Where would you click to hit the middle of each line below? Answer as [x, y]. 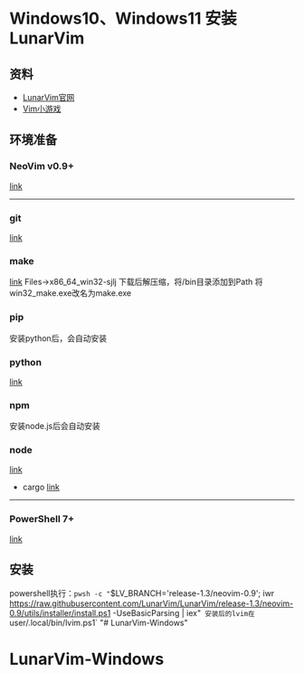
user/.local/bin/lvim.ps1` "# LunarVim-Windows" [99, 622]
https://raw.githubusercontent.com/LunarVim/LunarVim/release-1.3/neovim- [152, 603]
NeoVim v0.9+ [42, 166]
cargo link [41, 487]
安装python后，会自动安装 [58, 338]
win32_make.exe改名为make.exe [71, 293]
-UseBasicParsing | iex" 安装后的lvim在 [184, 612]
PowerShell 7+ [42, 519]
